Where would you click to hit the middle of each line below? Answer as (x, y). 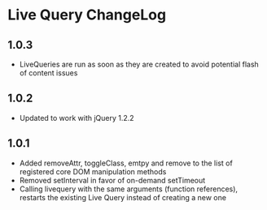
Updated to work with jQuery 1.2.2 (77, 118)
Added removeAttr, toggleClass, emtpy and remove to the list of (126, 163)
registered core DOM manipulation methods (93, 171)
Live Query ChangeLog (87, 15)
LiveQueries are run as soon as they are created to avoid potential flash (139, 64)
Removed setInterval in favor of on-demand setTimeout (112, 180)
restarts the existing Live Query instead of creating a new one (123, 197)
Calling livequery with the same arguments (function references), (128, 189)
